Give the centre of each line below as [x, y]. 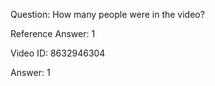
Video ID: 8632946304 [58, 53]
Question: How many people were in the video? [107, 14]
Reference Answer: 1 [53, 33]
